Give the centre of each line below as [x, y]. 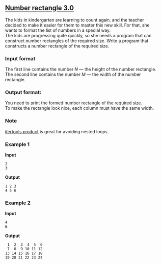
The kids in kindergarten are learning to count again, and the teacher [75, 20]
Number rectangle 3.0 [40, 8]
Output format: [23, 93]
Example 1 [17, 144]
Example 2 [18, 203]
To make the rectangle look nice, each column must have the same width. [80, 108]
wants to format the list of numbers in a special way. [58, 30]
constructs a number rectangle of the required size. [57, 46]
